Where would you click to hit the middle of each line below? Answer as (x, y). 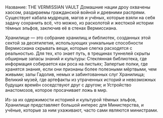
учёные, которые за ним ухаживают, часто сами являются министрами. (82, 110)
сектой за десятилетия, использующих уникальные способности (74, 43)
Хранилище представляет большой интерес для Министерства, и (75, 105)
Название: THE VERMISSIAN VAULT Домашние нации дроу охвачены (78, 7)
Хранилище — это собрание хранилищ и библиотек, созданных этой (78, 38)
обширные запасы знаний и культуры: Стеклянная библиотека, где (76, 59)
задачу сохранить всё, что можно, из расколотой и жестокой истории (80, 23)
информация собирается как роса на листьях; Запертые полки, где (77, 64)
